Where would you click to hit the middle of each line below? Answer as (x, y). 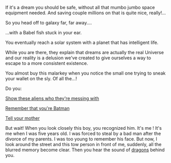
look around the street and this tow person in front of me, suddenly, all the (83, 144)
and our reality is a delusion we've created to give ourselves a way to (78, 58)
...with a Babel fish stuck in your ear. (44, 32)
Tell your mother (23, 118)
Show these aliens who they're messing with (52, 98)
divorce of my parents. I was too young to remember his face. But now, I (81, 139)
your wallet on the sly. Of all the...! (41, 78)
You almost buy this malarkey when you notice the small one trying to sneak (85, 73)
